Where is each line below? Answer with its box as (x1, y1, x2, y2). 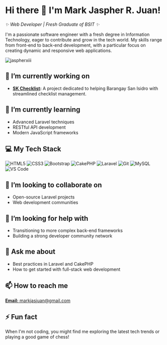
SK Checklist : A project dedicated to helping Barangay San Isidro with (12, 85, 158, 91)
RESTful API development (12, 124, 66, 130)
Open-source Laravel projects (12, 194, 75, 200)
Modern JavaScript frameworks (12, 129, 79, 135)
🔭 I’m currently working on (5, 72, 90, 80)
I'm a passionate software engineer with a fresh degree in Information (5, 31, 150, 37)
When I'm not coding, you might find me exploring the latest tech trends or (5, 328, 160, 335)
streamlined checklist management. (12, 90, 87, 96)
